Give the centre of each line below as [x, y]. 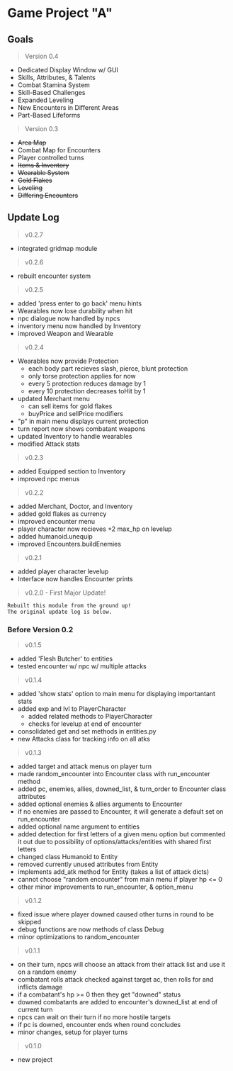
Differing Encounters [48, 195]
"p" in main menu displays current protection [83, 421]
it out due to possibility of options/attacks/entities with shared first [114, 842]
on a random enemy [47, 972]
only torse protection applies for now [82, 376]
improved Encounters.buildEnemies [69, 544]
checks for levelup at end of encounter [85, 724]
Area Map [32, 142]
